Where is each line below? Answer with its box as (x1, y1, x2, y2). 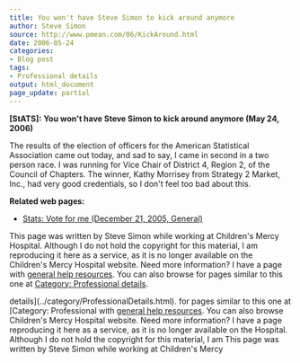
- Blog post (9, 55, 54, 64)
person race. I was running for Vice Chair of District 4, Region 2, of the (9, 159, 270, 170)
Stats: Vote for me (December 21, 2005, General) (22, 213, 204, 224)
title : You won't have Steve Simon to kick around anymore (9, 13, 235, 22)
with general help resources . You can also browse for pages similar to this (9, 269, 283, 279)
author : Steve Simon (9, 22, 87, 31)
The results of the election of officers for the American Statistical (9, 140, 250, 151)
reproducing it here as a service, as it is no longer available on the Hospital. (9, 324, 288, 335)
